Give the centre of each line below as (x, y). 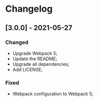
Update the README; (35, 59)
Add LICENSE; (28, 69)
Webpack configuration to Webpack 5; (53, 94)
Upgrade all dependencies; (41, 64)
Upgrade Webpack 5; (35, 53)
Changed (17, 42)
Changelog (29, 9)
